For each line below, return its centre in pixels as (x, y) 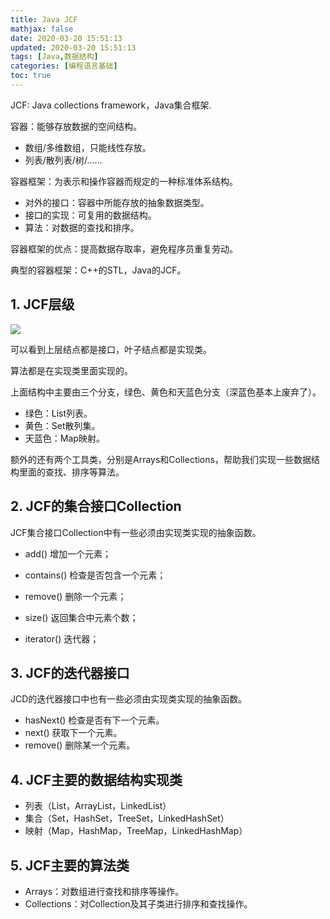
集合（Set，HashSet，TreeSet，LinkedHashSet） (127, 818)
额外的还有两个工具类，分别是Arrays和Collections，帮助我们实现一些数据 (161, 459)
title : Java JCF (44, 19)
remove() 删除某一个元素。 (80, 745)
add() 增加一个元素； (68, 553)
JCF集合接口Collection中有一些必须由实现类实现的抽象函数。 (136, 532)
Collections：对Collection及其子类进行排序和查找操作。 (138, 903)
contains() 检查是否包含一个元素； (95, 575)
